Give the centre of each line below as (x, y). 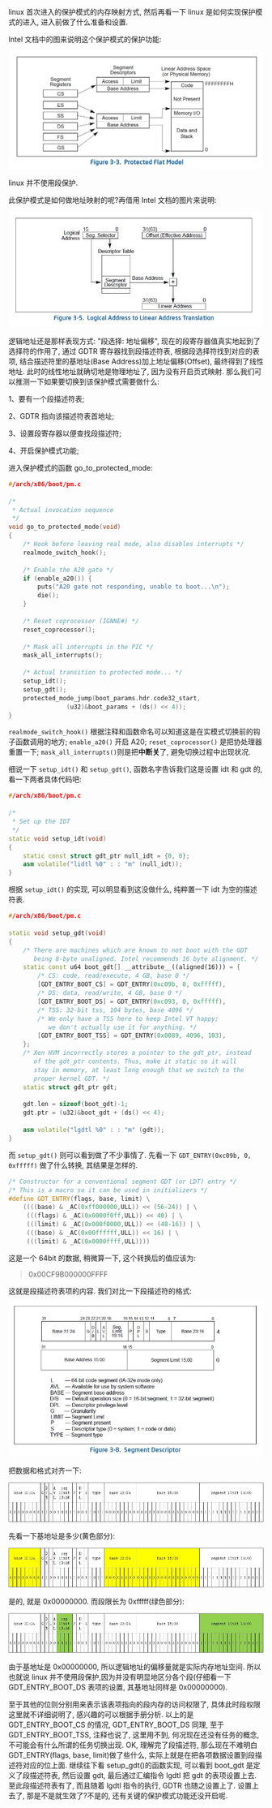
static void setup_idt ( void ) (57, 838)
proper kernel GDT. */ (72, 1078)
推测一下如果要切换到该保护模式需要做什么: (87, 381)
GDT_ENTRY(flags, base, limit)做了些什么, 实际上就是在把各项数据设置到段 (132, 1755)
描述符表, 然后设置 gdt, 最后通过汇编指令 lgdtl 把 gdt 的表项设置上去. (143, 1776)
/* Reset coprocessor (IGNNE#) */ (81, 621)
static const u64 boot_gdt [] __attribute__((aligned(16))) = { (132, 967)
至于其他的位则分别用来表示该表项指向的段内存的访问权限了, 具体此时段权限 (134, 1705)
